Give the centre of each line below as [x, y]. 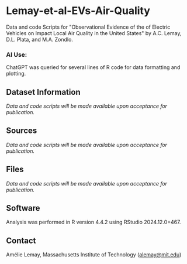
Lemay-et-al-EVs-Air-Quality [78, 11]
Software [23, 208]
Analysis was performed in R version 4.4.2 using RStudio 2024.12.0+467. [93, 222]
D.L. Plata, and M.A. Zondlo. [39, 39]
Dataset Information [43, 92]
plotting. [16, 74]
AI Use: [17, 54]
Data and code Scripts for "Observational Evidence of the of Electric [88, 27]
